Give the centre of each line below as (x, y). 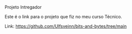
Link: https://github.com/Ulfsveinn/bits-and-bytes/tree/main (66, 26)
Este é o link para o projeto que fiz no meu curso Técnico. (63, 17)
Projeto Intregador (23, 7)
